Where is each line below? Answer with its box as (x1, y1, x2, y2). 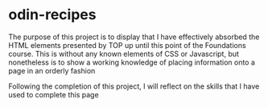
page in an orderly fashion (8, 65, 96, 75)
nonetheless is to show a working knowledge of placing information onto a (8, 57, 256, 67)
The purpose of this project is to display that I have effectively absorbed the (8, 32, 260, 42)
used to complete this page (8, 89, 99, 99)
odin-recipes (8, 6, 97, 24)
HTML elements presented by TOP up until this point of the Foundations (8, 40, 247, 50)
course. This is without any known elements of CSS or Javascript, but (8, 49, 240, 58)
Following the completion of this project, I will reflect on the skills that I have (8, 81, 260, 91)
